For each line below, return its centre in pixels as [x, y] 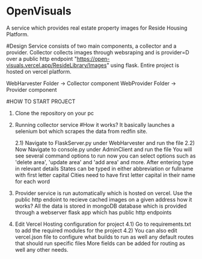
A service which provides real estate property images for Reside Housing [97, 28]
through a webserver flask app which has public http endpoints [93, 212]
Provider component [32, 89]
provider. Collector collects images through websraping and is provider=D [98, 52]
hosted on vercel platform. [39, 71]
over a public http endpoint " [41, 59]
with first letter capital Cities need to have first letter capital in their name [105, 175]
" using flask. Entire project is [143, 65]
